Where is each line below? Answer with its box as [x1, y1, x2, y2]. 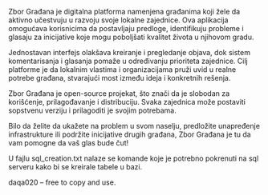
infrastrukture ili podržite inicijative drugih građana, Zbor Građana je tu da [8, 129, 251, 139]
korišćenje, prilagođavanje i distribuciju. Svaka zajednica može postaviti [8, 97, 246, 106]
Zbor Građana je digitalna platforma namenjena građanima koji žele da [8, 7, 241, 16]
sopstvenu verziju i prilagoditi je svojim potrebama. [8, 105, 177, 115]
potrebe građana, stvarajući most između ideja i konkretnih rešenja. [8, 74, 231, 82]
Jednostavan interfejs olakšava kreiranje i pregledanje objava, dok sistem [8, 48, 251, 57]
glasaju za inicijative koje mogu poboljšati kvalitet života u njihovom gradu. [8, 32, 254, 42]
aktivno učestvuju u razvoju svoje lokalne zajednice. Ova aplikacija [8, 15, 229, 25]
